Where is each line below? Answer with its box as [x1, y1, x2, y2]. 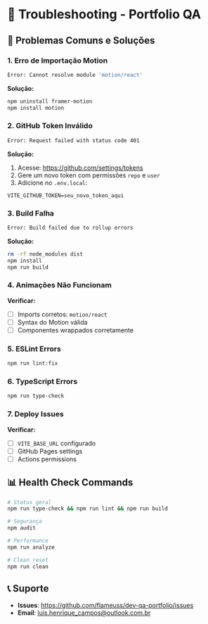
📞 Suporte [7, 582, 49, 594]
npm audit [7, 525, 37, 532]
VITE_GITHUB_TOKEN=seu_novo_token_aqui [7, 192, 124, 199]
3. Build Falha [7, 208, 55, 218]
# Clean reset [7, 556, 49, 563]
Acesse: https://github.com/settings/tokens [17, 163, 143, 172]
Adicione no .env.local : [17, 178, 88, 187]
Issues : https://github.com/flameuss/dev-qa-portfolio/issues [17, 601, 194, 610]
